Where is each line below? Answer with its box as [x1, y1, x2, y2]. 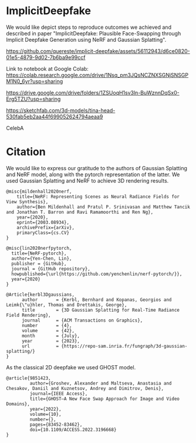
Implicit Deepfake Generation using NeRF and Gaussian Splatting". [6, 36, 167, 43]
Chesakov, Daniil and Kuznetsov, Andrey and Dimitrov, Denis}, [6, 385, 164, 391]
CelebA [6, 124, 24, 131]
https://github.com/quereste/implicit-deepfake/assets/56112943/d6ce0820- [6, 47, 190, 54]
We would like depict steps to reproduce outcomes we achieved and [6, 24, 172, 31]
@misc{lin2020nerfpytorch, [6, 245, 72, 251]
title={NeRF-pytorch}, [11, 250, 67, 256]
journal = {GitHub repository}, [11, 266, 91, 272]
